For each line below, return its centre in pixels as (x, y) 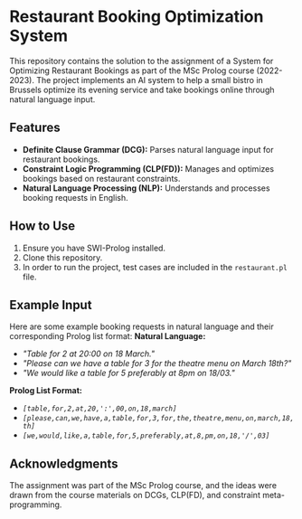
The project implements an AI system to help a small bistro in (150, 80)
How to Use (42, 226)
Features (35, 128)
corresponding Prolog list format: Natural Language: (108, 336)
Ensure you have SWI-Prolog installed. (94, 248)
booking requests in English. (75, 197)
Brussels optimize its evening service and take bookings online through (142, 90)
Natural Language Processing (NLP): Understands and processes (146, 188)
